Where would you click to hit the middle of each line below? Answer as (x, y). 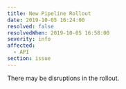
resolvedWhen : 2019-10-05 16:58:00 (58, 33)
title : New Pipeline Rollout (49, 13)
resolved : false (30, 26)
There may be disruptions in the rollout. (63, 78)
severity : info (29, 39)
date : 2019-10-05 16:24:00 (46, 20)
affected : (21, 46)
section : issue (29, 59)
